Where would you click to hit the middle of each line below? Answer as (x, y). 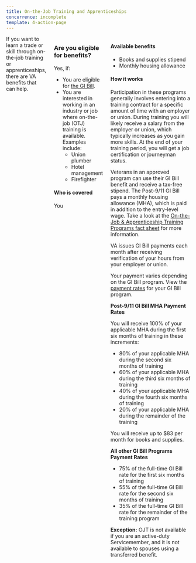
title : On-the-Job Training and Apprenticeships (66, 11)
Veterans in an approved (140, 172)
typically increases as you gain (148, 135)
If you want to (23, 39)
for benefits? (73, 55)
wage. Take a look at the (140, 215)
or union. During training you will (149, 117)
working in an (79, 104)
